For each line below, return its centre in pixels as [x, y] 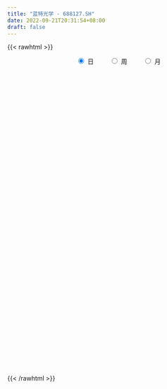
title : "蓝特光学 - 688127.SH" [51, 14]
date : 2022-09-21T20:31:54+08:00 [56, 20]
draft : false [26, 27]
